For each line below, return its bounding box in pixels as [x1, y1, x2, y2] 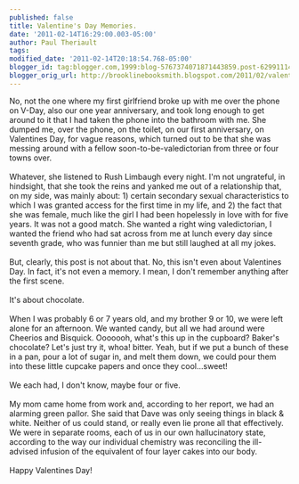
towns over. [9, 152, 52, 163]
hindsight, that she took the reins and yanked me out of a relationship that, [9, 180, 282, 192]
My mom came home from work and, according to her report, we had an [9, 398, 274, 409]
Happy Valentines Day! [9, 464, 93, 475]
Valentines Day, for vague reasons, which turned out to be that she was [9, 133, 271, 144]
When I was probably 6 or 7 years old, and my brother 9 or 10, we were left [9, 313, 283, 324]
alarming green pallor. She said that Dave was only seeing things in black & [9, 407, 285, 419]
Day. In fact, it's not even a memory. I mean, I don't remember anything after [9, 266, 289, 276]
